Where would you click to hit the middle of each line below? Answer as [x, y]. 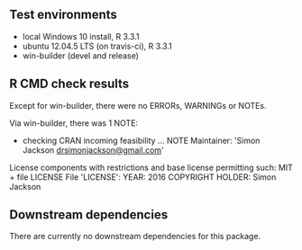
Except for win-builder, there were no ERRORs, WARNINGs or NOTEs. [138, 105]
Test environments [63, 15]
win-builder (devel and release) [81, 55]
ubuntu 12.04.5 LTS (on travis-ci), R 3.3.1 [97, 46]
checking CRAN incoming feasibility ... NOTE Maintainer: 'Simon [141, 140]
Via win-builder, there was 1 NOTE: [73, 123]
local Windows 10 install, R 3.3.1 [81, 36]
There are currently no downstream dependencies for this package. [135, 237]
